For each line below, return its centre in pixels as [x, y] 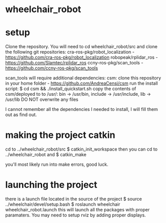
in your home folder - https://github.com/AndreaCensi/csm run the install [82, 83]
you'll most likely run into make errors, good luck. [57, 164]
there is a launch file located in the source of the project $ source [74, 199]
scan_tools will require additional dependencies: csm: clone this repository [83, 78]
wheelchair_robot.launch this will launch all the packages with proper [77, 210]
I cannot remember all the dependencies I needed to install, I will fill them [82, 109]
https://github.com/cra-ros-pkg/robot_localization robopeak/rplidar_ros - [82, 57]
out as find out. [21, 115]
